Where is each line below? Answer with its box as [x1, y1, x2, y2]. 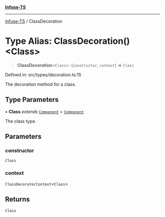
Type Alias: [5, 35, 53, 47]
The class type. [5, 118, 36, 124]
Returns [5, 195, 30, 204]
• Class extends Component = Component [5, 108, 84, 115]
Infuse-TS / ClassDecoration [5, 18, 63, 24]
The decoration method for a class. [5, 81, 76, 87]
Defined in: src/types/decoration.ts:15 [5, 71, 82, 78]
